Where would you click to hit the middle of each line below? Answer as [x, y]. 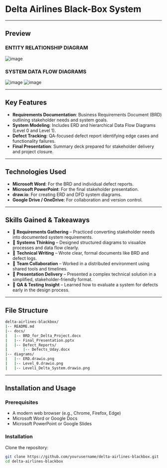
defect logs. [25, 258]
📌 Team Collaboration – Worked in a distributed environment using [81, 264]
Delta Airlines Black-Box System [73, 9]
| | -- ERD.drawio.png [30, 359]
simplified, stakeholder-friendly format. [52, 280]
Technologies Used [36, 172]
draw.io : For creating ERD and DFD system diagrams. [67, 194]
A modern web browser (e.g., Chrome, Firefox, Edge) [67, 413]
